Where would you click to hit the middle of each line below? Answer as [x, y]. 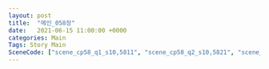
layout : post [30, 15]
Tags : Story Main [37, 45]
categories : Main [37, 38]
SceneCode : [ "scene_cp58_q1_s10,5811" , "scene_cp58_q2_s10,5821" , [121, 52]
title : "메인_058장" [42, 23]
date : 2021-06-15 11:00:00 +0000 [68, 30]
